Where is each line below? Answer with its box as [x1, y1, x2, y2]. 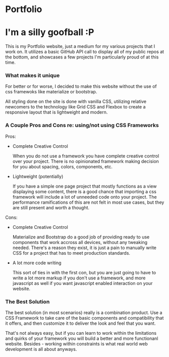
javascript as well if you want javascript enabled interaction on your [12, 280, 153, 286]
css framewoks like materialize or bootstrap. [5, 89, 97, 95]
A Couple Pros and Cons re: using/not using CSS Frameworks [5, 122, 159, 129]
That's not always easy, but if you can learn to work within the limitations [5, 330, 157, 336]
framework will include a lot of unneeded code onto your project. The [12, 194, 157, 200]
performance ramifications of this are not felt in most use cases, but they [12, 199, 164, 205]
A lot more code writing [12, 260, 62, 266]
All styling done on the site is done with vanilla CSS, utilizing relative [5, 98, 147, 104]
